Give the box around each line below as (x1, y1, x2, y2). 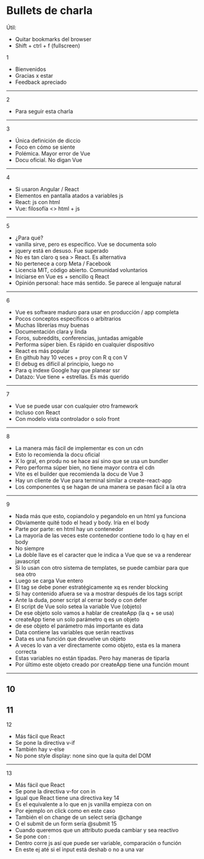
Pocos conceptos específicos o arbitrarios (15, 315, 121, 322)
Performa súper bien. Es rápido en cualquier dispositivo (15, 341, 155, 348)
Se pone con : (15, 833, 50, 840)
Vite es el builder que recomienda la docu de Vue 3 (15, 470, 144, 477)
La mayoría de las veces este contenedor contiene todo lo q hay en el (15, 532, 189, 539)
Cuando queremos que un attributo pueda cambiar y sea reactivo (15, 827, 179, 834)
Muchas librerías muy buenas (15, 321, 89, 329)
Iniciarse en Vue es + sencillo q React (15, 273, 109, 280)
